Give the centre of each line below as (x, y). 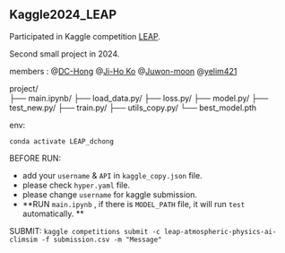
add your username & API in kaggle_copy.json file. (112, 175)
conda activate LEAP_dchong (62, 141)
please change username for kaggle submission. (110, 194)
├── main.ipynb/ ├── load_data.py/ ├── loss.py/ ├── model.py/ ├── (139, 98)
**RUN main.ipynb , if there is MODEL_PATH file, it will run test (134, 204)
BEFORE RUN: (35, 158)
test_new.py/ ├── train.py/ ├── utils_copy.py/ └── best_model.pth (133, 108)
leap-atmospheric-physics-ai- (220, 231)
